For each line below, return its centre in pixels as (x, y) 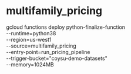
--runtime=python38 (31, 33)
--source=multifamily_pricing (41, 46)
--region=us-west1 (29, 39)
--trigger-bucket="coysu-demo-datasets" (57, 58)
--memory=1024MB (30, 64)
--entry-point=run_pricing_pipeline (48, 52)
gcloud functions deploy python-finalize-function (65, 27)
